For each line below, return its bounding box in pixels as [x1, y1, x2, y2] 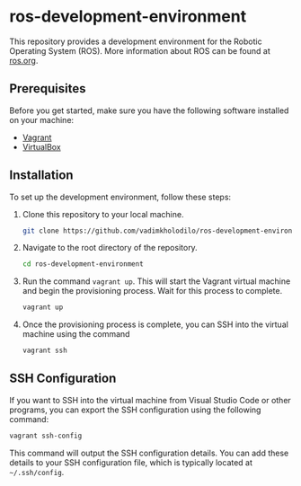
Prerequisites [9, 81, 86, 96]
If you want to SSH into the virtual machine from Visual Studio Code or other [9, 394, 292, 405]
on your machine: [9, 114, 75, 125]
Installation [9, 168, 74, 183]
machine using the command [22, 329, 130, 340]
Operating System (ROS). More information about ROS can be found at [9, 45, 271, 56]
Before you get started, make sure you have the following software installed [9, 105, 289, 116]
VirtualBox [22, 141, 61, 152]
